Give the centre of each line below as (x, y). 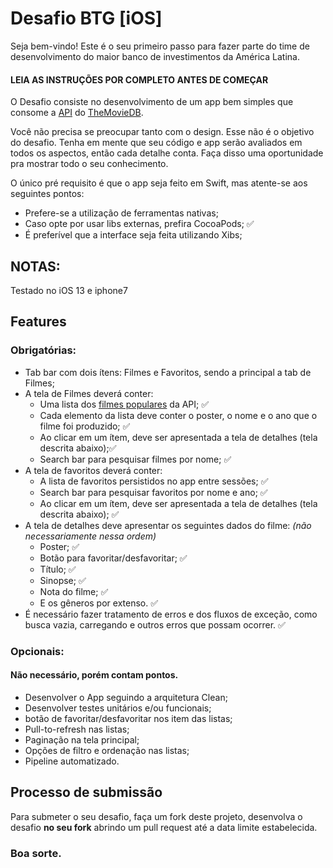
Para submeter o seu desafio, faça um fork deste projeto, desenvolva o (156, 816)
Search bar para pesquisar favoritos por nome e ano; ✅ (153, 492)
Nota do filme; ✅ (74, 591)
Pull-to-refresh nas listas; (77, 729)
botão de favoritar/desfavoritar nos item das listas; (128, 718)
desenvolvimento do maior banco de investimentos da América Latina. (155, 56)
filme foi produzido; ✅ (85, 426)
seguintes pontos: (47, 194)
